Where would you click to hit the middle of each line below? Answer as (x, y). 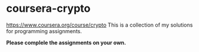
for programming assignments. (44, 31)
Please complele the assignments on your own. (66, 43)
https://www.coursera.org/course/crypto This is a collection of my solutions (99, 25)
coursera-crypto (48, 9)
